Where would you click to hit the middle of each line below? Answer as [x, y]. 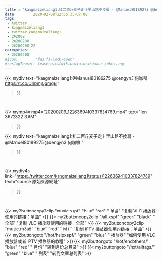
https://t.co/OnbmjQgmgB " [32, 83]
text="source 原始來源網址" [32, 182]
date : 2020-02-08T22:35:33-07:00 [46, 14]
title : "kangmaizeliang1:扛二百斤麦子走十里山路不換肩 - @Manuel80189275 [77, 9]
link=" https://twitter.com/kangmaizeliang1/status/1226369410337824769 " [79, 176]
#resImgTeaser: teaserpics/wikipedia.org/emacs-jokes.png [65, 64]
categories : [17, 50]
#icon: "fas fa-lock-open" [40, 59]
